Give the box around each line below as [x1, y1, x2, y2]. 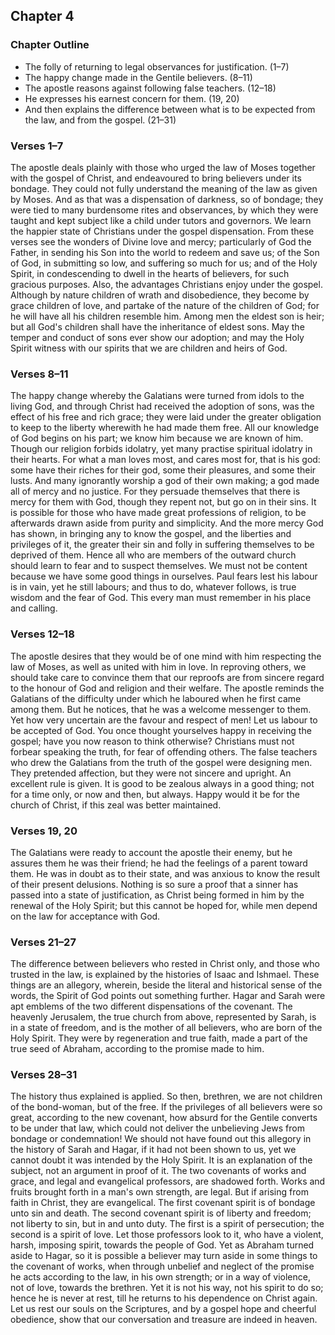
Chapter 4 [10, 8, 75, 25]
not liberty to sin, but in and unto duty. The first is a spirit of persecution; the [10, 1218, 325, 1230]
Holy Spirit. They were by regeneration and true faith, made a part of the [10, 1032, 308, 1044]
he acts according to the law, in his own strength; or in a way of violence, [10, 1271, 311, 1283]
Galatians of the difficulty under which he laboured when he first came [10, 692, 302, 704]
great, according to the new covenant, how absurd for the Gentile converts [10, 1112, 318, 1124]
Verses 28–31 [10, 1068, 78, 1082]
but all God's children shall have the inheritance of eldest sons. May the [10, 320, 305, 333]
